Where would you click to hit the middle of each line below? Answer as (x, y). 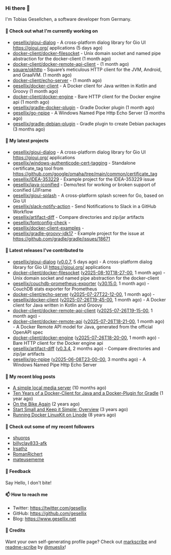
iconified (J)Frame (32, 190)
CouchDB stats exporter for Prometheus (55, 289)
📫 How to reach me (27, 495)
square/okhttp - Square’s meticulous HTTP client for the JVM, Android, (87, 69)
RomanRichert (28, 454)
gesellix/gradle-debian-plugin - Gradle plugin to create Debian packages (89, 123)
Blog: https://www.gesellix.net (44, 519)
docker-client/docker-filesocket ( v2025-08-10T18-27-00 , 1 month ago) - (89, 272)
